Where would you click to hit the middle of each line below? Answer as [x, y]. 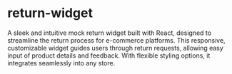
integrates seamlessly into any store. [61, 63]
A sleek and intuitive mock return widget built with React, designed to [110, 33]
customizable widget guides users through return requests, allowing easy [115, 48]
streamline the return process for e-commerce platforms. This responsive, [117, 40]
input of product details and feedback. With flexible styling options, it [109, 55]
